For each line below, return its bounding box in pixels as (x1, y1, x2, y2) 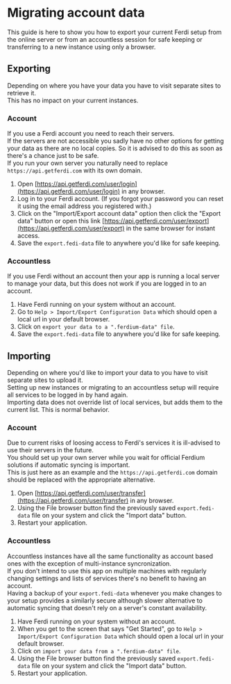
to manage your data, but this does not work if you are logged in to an (7, 280, 207, 288)
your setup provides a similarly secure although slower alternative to (7, 596, 203, 605)
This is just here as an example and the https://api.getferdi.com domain (7, 468, 218, 477)
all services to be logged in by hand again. (7, 391, 128, 399)
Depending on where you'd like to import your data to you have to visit (7, 369, 208, 377)
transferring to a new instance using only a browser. (7, 42, 156, 51)
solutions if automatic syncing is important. (7, 461, 130, 469)
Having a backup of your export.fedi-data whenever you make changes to (7, 589, 222, 597)
